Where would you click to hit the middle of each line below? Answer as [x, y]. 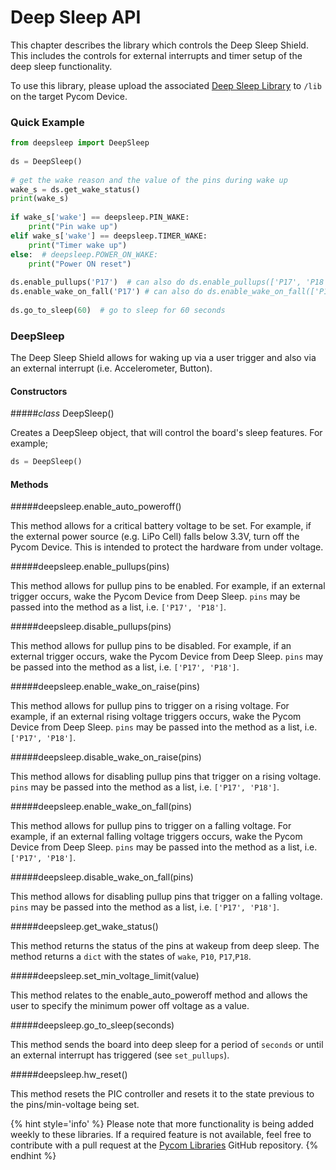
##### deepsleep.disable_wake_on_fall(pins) [102, 877]
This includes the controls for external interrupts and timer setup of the [156, 55]
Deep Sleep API [76, 17]
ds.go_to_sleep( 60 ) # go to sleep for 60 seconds [118, 310]
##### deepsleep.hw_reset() [69, 1075]
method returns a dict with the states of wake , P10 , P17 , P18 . [131, 957]
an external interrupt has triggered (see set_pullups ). [120, 1055]
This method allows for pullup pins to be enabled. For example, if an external [168, 586]
